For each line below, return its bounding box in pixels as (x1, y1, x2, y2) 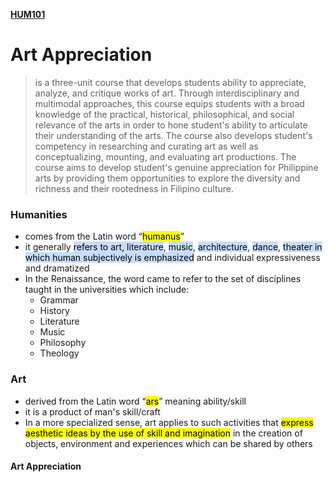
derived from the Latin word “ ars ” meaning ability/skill (24, 395, 247, 407)
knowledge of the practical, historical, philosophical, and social (34, 108, 295, 120)
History (39, 305, 70, 317)
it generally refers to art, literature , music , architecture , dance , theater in (24, 241, 323, 253)
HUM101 (10, 9, 46, 20)
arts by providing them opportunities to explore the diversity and (34, 172, 301, 184)
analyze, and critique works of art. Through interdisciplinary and (34, 87, 300, 99)
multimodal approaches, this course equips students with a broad (34, 97, 305, 109)
